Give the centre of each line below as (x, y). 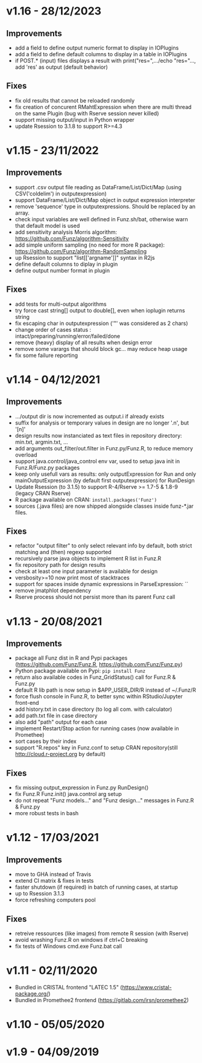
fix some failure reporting (46, 355)
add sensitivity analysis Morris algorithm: (66, 232)
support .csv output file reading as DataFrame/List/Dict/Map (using (98, 187)
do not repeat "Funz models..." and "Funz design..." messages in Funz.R (104, 801)
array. (22, 213)
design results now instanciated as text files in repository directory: (98, 435)
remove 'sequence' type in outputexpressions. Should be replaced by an (105, 206)
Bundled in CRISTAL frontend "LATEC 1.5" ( (68, 987)
